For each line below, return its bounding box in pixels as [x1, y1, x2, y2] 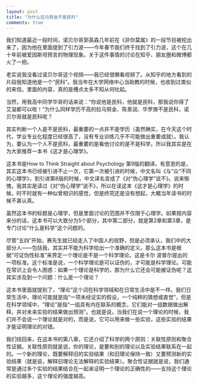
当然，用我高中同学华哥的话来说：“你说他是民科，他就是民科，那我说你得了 [6, 98, 190, 106]
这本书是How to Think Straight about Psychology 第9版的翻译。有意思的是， [6, 160, 192, 167]
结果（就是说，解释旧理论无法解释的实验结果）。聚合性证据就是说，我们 [11, 358, 184, 365]
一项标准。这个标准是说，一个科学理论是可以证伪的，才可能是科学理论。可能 [6, 259, 192, 266]
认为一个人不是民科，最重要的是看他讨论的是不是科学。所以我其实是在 [21, 140, 192, 147]
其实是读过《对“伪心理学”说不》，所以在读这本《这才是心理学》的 [21, 182, 179, 189]
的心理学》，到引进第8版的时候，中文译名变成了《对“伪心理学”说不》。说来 [6, 175, 184, 182]
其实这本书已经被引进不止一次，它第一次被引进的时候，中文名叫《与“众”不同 [6, 167, 192, 175]
